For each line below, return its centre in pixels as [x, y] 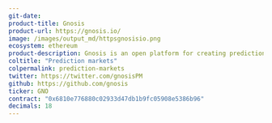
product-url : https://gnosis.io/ [65, 31]
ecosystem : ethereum [43, 46]
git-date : [25, 16]
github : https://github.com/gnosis [68, 83]
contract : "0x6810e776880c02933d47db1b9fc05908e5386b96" [106, 99]
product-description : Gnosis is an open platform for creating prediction [137, 53]
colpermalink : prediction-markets [67, 69]
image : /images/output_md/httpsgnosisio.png [85, 38]
